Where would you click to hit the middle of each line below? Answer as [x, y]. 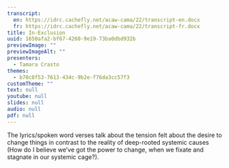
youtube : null [27, 97]
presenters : [24, 58]
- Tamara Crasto [36, 64]
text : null [23, 90]
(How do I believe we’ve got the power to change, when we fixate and [105, 149]
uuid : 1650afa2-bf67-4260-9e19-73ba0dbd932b [71, 39]
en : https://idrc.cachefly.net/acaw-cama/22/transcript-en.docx [107, 20]
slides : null [26, 103]
